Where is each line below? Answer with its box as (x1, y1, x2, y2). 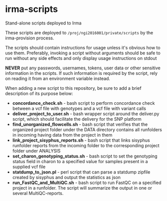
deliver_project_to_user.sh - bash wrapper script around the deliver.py (12, 111, 160, 117)
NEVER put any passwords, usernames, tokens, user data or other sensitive (5, 65, 161, 71)
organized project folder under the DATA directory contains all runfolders (12, 126, 162, 133)
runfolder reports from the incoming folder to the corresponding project (12, 142, 160, 148)
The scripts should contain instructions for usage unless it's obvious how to (5, 44, 161, 50)
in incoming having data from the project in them (12, 132, 113, 138)
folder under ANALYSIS (12, 148, 61, 154)
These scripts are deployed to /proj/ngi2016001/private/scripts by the (5, 29, 154, 35)
